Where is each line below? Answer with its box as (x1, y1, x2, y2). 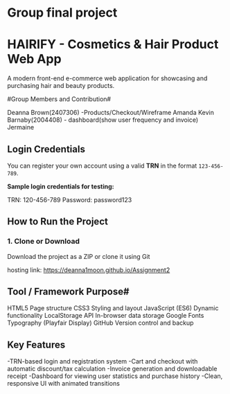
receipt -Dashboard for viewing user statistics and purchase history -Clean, (7, 372, 223, 380)
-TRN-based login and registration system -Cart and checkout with (7, 357, 198, 366)
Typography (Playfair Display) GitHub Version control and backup (7, 319, 194, 327)
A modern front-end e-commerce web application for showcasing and (7, 74, 208, 82)
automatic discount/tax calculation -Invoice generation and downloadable (7, 365, 218, 373)
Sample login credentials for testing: (7, 182, 114, 190)
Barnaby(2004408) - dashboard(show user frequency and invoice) (7, 116, 199, 124)
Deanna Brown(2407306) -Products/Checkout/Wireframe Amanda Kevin (7, 109, 215, 117)
